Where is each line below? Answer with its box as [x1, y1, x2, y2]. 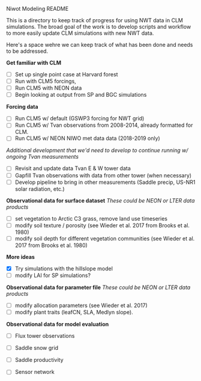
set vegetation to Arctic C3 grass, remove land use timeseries [14, 215, 168, 222]
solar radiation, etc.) [14, 185, 65, 192]
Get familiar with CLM [6, 59, 62, 66]
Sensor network [14, 368, 55, 376]
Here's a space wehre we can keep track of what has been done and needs [6, 41, 193, 48]
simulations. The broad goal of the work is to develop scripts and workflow [6, 23, 191, 30]
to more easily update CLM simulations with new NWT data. [6, 29, 154, 37]
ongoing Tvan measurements [6, 153, 79, 160]
